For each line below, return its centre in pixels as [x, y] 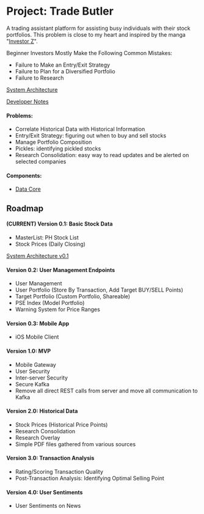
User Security [32, 371]
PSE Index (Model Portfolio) [50, 303]
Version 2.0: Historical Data [42, 411]
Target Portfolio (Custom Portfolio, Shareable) [72, 296]
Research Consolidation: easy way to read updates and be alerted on [102, 155]
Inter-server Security [42, 378]
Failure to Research [39, 78]
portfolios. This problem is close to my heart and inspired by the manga [96, 34]
